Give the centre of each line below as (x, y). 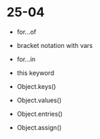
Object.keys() (36, 86)
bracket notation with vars (55, 45)
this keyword (35, 73)
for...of (26, 32)
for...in (26, 59)
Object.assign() (39, 127)
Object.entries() (39, 114)
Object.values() (39, 100)
